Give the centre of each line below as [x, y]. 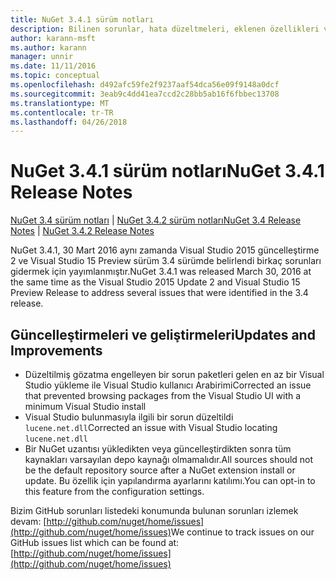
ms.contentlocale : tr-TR [62, 112]
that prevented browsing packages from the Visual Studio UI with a [163, 395]
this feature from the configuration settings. [114, 491]
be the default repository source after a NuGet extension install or [160, 470]
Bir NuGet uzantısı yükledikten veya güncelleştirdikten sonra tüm [158, 449]
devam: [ [28, 521]
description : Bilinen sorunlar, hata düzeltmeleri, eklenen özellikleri [165, 29]
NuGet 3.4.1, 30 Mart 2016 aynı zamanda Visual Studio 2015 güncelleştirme [165, 250]
